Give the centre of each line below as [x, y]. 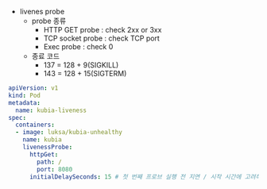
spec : [17, 118]
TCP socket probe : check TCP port [102, 38]
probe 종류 [49, 21]
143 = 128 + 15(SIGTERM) [85, 73]
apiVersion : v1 [33, 88]
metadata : [25, 102]
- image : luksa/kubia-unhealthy [69, 133]
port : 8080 [55, 169]
